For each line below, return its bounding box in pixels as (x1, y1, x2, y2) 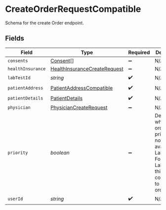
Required (128, 49, 150, 55)
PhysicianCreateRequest (50, 104, 108, 111)
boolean (50, 149, 70, 156)
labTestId (7, 75, 31, 81)
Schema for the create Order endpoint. (5, 20, 84, 26)
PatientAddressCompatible (50, 85, 113, 92)
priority (7, 150, 28, 156)
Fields (5, 34, 25, 43)
